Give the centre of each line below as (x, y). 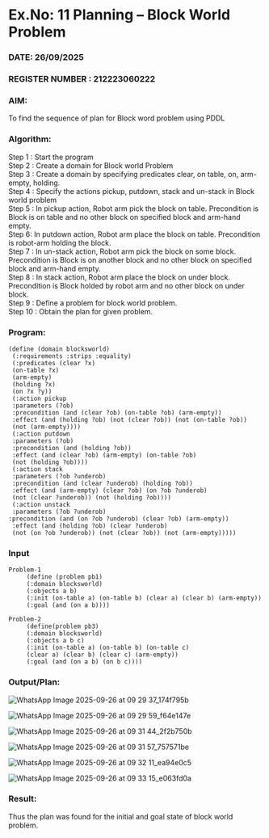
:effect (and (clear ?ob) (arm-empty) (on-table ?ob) (104, 455)
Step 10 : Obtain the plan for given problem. (81, 311)
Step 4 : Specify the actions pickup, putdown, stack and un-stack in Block (131, 191)
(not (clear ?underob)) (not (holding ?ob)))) (92, 497)
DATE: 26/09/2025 (46, 57)
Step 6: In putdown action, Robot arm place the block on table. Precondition (134, 234)
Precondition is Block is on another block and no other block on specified (130, 259)
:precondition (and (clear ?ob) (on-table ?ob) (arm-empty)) (117, 413)
